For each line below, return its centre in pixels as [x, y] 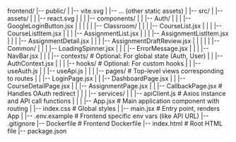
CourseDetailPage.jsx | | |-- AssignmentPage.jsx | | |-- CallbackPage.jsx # [115, 86]
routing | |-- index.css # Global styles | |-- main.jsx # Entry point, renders [114, 108]
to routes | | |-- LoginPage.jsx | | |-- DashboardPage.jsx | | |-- [96, 78]
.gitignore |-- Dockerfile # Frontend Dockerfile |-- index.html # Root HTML [115, 123]
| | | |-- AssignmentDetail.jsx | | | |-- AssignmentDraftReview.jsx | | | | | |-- [114, 41]
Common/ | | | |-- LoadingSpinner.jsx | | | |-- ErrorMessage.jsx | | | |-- [108, 48]
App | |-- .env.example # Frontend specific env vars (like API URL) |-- [108, 116]
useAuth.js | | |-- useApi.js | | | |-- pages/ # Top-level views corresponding [116, 71]
